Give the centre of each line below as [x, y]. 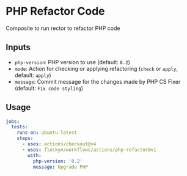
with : [35, 155]
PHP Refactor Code [55, 11]
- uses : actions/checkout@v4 [59, 144]
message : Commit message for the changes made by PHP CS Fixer [97, 81]
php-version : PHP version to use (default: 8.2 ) [72, 62]
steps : [25, 139]
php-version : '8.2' [58, 161]
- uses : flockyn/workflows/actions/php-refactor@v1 [89, 150]
